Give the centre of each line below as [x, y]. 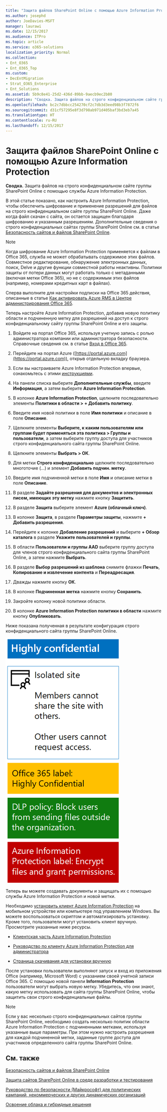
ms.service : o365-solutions [35, 47]
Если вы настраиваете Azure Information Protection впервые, [77, 368]
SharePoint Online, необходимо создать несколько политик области [78, 1021]
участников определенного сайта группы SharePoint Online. [69, 1042]
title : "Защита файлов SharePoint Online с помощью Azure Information [80, 10]
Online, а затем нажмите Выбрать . [50, 557]
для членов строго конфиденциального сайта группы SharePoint [81, 552]
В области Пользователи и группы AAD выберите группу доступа [83, 547]
